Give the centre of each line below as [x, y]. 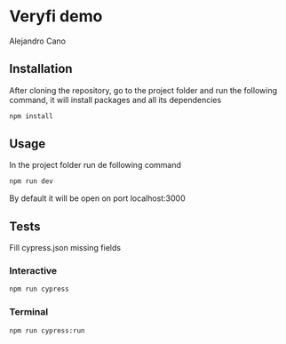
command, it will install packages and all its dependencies [115, 100]
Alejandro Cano [38, 41]
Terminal [29, 312]
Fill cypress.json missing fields [65, 248]
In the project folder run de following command [95, 165]
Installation [41, 69]
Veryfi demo [56, 16]
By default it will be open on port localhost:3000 [97, 198]
